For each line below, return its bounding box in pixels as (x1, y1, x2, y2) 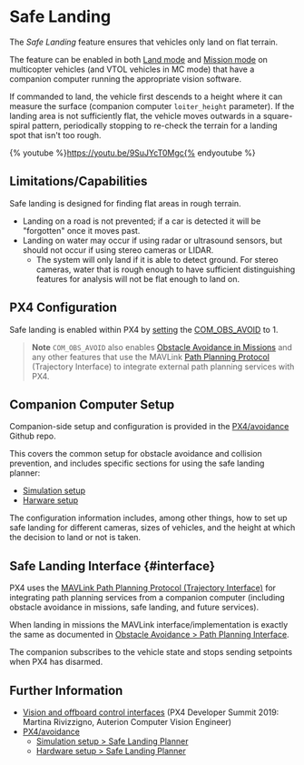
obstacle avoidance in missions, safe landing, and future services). (9, 602, 260, 613)
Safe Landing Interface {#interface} (9, 558, 216, 574)
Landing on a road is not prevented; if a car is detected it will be (22, 216, 261, 226)
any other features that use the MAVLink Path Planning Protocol (31, 351, 270, 362)
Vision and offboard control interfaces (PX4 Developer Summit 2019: (22, 707, 279, 718)
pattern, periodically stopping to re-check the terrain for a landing (31, 120, 279, 131)
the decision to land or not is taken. (9, 532, 142, 543)
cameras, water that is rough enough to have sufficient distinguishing (35, 264, 296, 275)
